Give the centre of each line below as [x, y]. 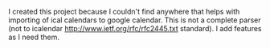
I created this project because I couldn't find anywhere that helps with [124, 12]
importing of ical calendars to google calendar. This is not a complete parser [135, 20]
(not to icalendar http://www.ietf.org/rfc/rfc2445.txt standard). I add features [135, 28]
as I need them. [34, 37]
